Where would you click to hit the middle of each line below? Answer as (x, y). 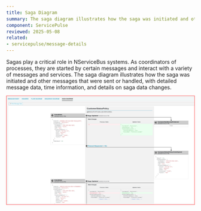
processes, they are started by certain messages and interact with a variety (99, 68)
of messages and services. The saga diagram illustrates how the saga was (98, 74)
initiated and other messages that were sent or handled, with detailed (92, 81)
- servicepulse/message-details (46, 44)
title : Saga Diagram (32, 13)
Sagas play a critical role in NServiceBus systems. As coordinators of (91, 62)
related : (17, 38)
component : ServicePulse (37, 25)
